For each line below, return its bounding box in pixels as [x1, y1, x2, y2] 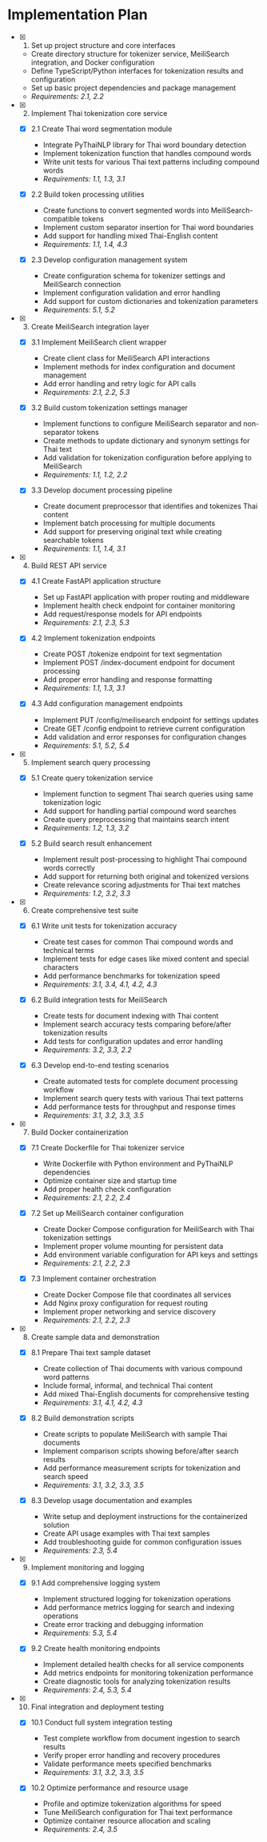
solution [42, 1521, 70, 1530]
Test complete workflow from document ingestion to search [42, 1733, 241, 1744]
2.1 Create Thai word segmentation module [30, 124, 173, 134]
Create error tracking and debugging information [42, 1620, 204, 1629]
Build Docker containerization [30, 1127, 129, 1137]
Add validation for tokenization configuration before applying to [42, 453, 253, 463]
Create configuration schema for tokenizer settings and [42, 271, 225, 281]
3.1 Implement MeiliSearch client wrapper [30, 337, 167, 347]
